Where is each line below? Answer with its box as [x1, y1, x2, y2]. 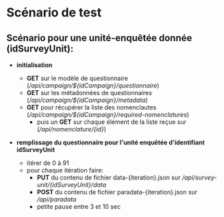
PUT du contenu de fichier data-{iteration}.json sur [36, 173, 181, 181]
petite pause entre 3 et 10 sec [36, 203, 121, 210]
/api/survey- [182, 173, 217, 181]
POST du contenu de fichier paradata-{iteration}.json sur [36, 188, 198, 196]
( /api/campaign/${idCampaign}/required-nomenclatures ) [26, 111, 190, 118]
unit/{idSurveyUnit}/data [36, 181, 107, 189]
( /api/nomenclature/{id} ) [36, 125, 107, 133]
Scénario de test [6, 5, 102, 21]
